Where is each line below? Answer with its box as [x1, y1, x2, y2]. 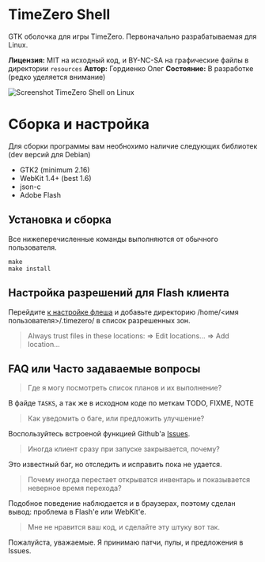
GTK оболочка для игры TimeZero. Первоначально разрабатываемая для [8, 32, 257, 41]
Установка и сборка [8, 213, 112, 227]
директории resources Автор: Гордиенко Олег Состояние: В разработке [8, 63, 254, 73]
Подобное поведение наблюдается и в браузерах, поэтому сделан [8, 499, 236, 508]
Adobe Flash [19, 190, 62, 199]
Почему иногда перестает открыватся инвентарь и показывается [27, 475, 251, 485]
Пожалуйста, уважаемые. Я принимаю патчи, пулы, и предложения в [8, 537, 244, 547]
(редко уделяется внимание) [8, 72, 106, 81]
